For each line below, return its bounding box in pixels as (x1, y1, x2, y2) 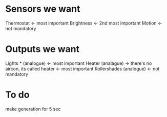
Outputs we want (5, 43, 80, 55)
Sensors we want (5, 3, 80, 15)
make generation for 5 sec (5, 106, 61, 112)
